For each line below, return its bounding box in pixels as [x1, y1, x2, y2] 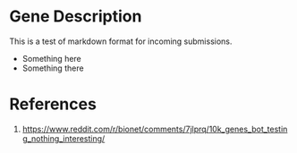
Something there [21, 63, 84, 73]
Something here [21, 53, 82, 64]
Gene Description [9, 6, 142, 27]
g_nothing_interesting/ [21, 132, 106, 144]
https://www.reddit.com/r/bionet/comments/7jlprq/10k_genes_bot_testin [21, 123, 288, 134]
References [9, 94, 97, 115]
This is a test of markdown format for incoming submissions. [9, 36, 233, 47]
